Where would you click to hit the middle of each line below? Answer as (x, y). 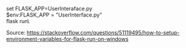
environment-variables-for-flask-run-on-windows (67, 39)
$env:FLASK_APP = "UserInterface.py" (54, 15)
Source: (16, 33)
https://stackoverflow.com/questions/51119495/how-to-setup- (103, 33)
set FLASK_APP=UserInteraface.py (49, 9)
